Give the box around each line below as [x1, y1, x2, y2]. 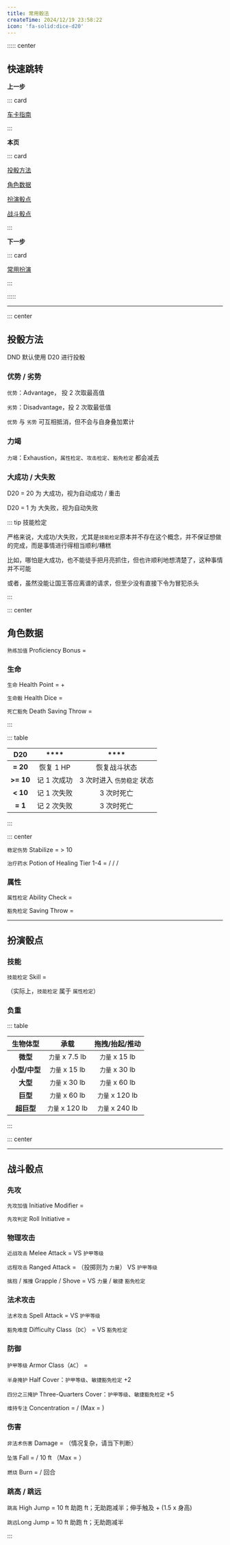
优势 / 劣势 [7, 371, 42, 381]
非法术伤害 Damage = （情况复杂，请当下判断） [7, 1439, 138, 1447]
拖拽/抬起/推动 [94, 1039, 142, 1048]
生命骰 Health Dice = [7, 694, 63, 702]
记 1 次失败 [36, 788, 73, 798]
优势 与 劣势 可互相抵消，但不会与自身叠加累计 [7, 418, 135, 426]
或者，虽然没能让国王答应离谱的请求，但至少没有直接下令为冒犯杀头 [7, 579, 199, 587]
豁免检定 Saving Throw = [7, 907, 74, 915]
